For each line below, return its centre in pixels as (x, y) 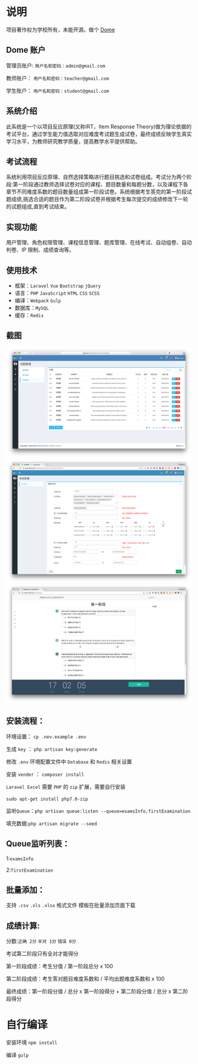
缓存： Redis (29, 315)
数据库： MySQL (32, 308)
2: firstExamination (30, 870)
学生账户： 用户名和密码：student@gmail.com (57, 91)
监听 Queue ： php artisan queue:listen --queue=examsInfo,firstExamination (98, 811)
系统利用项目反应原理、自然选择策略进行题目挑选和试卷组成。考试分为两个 (96, 177)
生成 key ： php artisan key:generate (52, 749)
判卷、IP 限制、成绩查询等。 (40, 250)
